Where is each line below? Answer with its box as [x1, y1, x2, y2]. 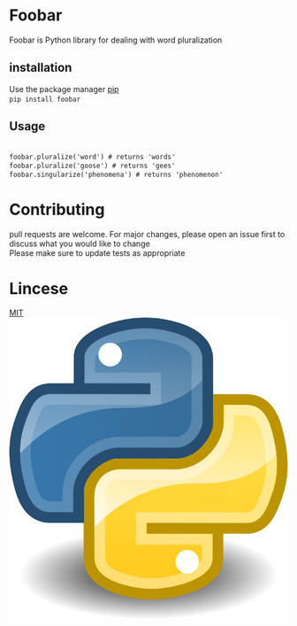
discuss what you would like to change [9, 238, 150, 249]
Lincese [9, 278, 69, 298]
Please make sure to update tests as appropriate [9, 247, 186, 258]
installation [9, 60, 72, 75]
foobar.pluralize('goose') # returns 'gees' [9, 161, 176, 170]
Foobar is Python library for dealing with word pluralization [9, 35, 223, 45]
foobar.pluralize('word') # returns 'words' [9, 152, 176, 161]
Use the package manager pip [9, 83, 119, 94]
